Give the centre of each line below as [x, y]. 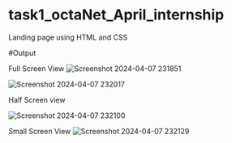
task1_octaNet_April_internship [116, 15]
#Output [22, 53]
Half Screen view [37, 99]
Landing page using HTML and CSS [68, 37]
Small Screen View [40, 131]
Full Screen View [37, 68]
